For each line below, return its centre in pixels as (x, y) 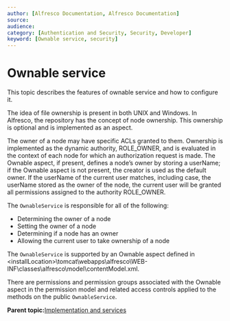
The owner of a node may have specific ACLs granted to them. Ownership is (115, 141)
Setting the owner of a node (57, 226)
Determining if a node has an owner (68, 234)
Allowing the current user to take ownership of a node (93, 241)
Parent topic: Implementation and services (67, 310)
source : (18, 20)
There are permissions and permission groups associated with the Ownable (114, 282)
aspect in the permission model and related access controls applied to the (112, 289)
